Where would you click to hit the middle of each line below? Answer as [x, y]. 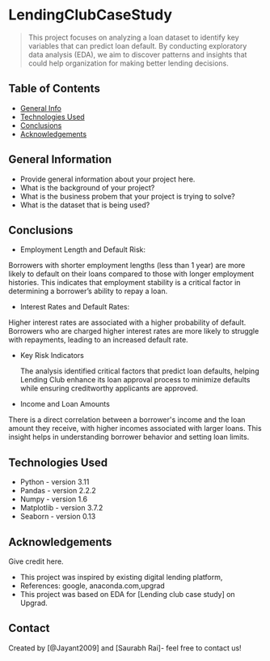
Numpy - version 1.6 [53, 499]
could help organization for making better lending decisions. [128, 63]
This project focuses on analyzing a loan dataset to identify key [134, 37]
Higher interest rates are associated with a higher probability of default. [127, 322]
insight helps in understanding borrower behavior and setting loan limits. [129, 437]
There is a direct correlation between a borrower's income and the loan [127, 420]
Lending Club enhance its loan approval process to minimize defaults [135, 380]
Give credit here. [36, 561]
